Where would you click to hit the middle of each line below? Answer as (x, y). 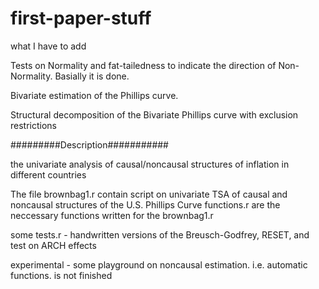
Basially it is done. (92, 76)
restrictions (33, 125)
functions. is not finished (61, 275)
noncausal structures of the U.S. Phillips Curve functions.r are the (145, 204)
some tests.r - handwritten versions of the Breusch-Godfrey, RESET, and (160, 234)
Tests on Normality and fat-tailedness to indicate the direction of (143, 65)
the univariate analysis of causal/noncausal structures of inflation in (150, 164)
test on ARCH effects (53, 245)
